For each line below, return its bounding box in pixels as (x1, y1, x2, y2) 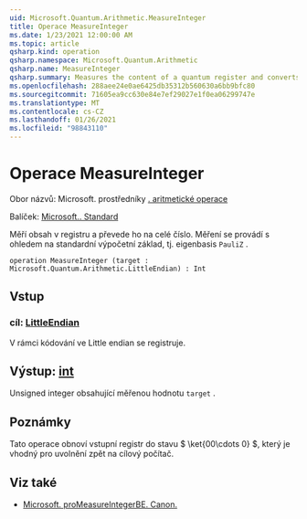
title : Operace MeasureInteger (9, 22, 129, 31)
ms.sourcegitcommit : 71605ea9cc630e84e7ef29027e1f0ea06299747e (9, 90, 256, 99)
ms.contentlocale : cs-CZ (9, 107, 104, 116)
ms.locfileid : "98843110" (9, 124, 108, 133)
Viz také (9, 474, 58, 490)
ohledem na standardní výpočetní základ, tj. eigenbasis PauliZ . (9, 238, 249, 249)
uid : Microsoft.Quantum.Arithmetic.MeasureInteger (9, 13, 206, 23)
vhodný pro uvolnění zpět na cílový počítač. (9, 449, 175, 460)
